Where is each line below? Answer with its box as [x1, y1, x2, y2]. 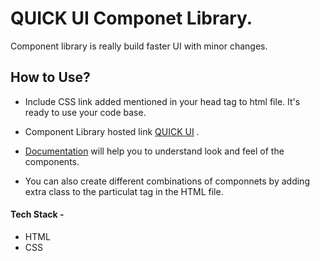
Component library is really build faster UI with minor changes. [10, 40, 268, 52]
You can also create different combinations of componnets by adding [24, 175, 310, 187]
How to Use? [10, 69, 91, 86]
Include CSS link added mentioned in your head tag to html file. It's [24, 95, 301, 107]
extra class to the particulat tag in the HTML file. [24, 185, 224, 197]
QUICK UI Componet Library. [10, 7, 253, 30]
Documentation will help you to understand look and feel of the [24, 145, 285, 157]
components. [24, 155, 80, 167]
